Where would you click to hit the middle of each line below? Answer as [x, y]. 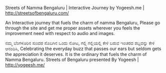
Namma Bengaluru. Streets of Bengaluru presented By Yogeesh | [72, 59]
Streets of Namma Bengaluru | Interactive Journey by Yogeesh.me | [75, 8]
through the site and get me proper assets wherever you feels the [73, 28]
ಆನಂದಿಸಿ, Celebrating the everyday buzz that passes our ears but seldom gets [83, 48]
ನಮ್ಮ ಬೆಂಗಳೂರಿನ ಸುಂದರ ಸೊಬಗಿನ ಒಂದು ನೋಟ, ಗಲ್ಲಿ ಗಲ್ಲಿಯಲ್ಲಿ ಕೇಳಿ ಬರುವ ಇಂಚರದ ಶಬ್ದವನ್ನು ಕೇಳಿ [80, 43]
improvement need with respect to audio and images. [60, 33]
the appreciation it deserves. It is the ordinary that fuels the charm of [76, 54]
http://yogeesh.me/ [25, 65]
